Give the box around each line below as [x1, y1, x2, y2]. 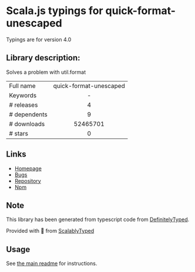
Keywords [9, 91, 37, 99]
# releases [9, 101, 38, 109]
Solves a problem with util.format [6, 69, 86, 76]
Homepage [14, 165, 42, 172]
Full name [9, 81, 36, 90]
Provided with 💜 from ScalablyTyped [6, 227, 95, 234]
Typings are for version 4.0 [6, 36, 72, 43]
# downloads [9, 120, 45, 128]
